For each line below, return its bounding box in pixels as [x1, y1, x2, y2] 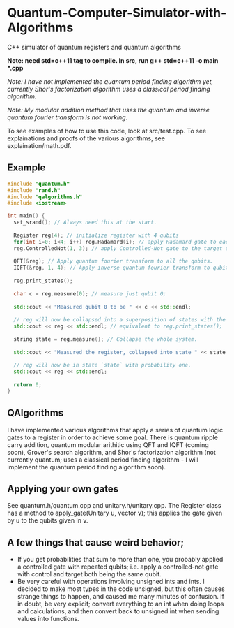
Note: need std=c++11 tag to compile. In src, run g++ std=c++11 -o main [7, 56, 219, 64]
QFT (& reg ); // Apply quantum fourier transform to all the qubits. [13, 258, 214, 265]
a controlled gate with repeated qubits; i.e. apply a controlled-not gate [17, 562, 219, 571]
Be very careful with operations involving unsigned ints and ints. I [17, 578, 205, 586]
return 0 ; [13, 381, 42, 388]
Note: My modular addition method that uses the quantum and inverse [7, 105, 210, 114]
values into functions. [17, 615, 79, 623]
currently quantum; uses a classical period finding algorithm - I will [7, 455, 198, 464]
